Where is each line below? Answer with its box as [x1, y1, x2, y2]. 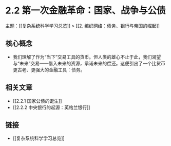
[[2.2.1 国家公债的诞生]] [12, 98, 62, 104]
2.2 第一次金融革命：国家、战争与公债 [5, 5, 166, 16]
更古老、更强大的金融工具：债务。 [12, 66, 85, 72]
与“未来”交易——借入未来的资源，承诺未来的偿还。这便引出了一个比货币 [12, 60, 166, 66]
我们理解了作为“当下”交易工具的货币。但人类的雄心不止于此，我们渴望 [12, 53, 161, 60]
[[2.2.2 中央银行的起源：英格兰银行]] [12, 104, 90, 111]
